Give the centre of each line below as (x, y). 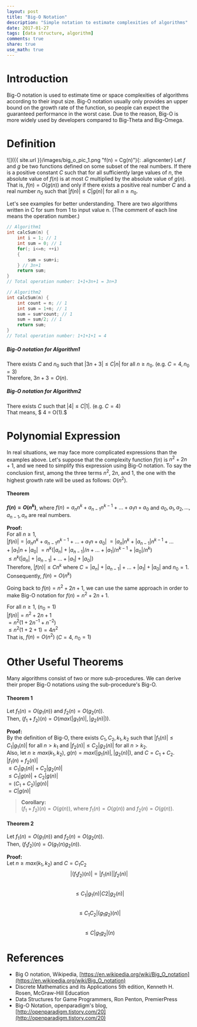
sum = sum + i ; (44, 260)
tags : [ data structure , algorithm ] (50, 33)
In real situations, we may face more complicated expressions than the (92, 452)
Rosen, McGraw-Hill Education (52, 993)
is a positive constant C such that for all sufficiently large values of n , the (94, 172)
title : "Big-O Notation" (37, 17)
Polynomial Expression (64, 436)
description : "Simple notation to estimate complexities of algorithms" (97, 22)
